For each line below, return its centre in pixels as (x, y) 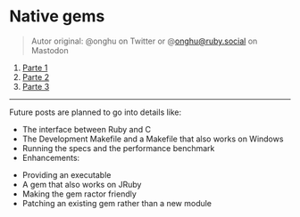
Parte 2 (36, 76)
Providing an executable (67, 174)
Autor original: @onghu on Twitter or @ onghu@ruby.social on (144, 41)
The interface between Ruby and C (87, 129)
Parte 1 (35, 68)
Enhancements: (51, 157)
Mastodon (50, 50)
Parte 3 (36, 86)
